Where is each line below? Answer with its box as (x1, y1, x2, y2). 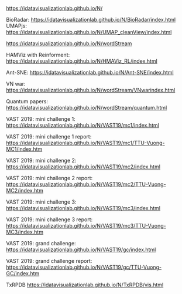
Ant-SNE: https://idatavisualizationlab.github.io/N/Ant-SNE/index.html (6, 69, 174, 76)
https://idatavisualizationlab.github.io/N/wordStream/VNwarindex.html (6, 87, 176, 94)
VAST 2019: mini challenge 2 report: (6, 175, 93, 182)
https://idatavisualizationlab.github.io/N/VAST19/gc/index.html (6, 246, 156, 254)
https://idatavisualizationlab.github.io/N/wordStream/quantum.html (6, 104, 167, 111)
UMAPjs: (6, 22, 28, 29)
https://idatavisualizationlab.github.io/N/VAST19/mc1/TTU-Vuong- (6, 140, 165, 147)
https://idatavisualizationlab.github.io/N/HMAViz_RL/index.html (6, 58, 158, 65)
